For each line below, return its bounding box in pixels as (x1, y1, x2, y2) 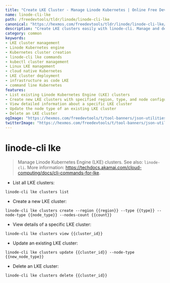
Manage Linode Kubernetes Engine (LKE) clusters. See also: (17, 159, 143, 165)
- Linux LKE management (5, 64, 56, 69)
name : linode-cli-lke (5, 12, 51, 17)
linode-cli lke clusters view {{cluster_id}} (5, 231, 103, 236)
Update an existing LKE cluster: (12, 240, 78, 246)
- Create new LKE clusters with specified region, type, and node (5, 97, 148, 102)
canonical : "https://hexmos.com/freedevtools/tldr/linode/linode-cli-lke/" (5, 21, 168, 27)
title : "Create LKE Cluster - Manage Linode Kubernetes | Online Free (5, 7, 157, 13)
